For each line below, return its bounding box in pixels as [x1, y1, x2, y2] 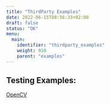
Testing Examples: [6, 75, 76, 85]
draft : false [6, 20, 39, 26]
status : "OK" [6, 25, 39, 32]
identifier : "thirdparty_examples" [17, 42, 105, 48]
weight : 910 [17, 48, 46, 54]
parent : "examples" [17, 53, 65, 59]
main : [11, 36, 26, 42]
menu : [6, 31, 20, 37]
